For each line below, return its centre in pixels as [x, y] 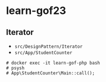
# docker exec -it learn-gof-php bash [53, 63]
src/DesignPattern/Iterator [48, 47]
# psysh [15, 68]
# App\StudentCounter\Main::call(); [50, 73]
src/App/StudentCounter [43, 53]
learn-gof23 [36, 11]
